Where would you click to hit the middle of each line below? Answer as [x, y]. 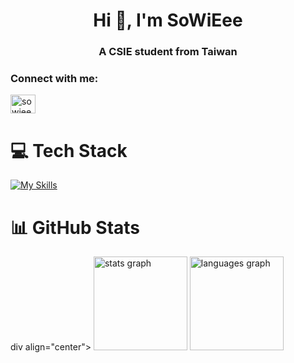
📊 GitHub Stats [75, 227]
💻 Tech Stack [69, 150]
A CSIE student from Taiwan [168, 52]
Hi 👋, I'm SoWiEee [168, 20]
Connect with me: [54, 79]
